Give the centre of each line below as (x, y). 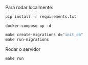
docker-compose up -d (28, 26)
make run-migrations (27, 39)
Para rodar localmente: (29, 7)
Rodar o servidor (23, 49)
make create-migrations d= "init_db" (44, 35)
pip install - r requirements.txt (41, 17)
